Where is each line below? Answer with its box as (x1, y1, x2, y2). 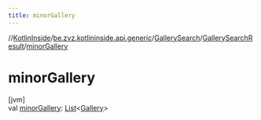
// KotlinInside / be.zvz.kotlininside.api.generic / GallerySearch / (8, 33, 203, 42)
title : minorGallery (8, 11, 76, 20)
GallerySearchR (202, 33, 253, 42)
